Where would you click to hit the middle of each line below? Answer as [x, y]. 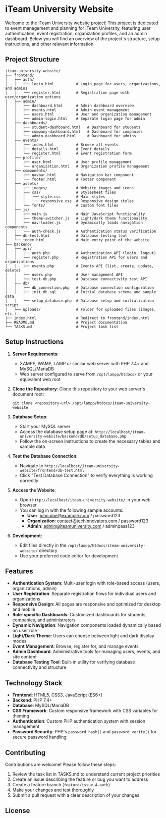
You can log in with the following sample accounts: [72, 510]
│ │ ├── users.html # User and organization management [79, 114]
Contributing [25, 752]
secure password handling [39, 737]
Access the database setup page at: [56, 432]
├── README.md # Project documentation [66, 322]
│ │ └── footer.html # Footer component [61, 179]
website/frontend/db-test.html [52, 470]
